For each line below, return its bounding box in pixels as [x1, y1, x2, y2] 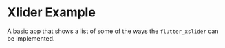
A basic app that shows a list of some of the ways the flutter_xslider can [7, 27, 219, 35]
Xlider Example [7, 5, 96, 20]
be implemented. [7, 34, 55, 42]
